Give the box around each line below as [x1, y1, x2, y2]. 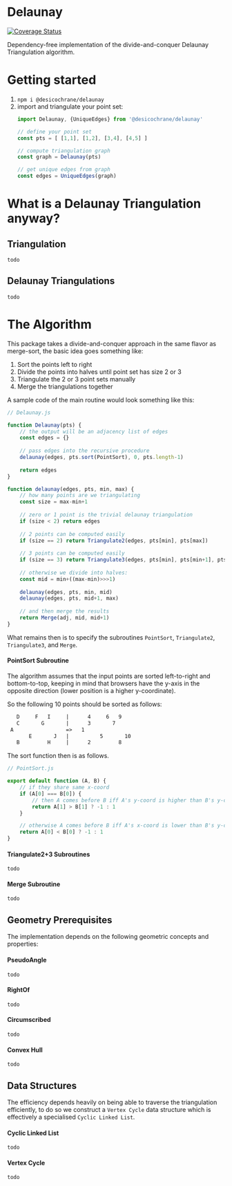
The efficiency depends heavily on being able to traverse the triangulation [7, 1098, 217, 1106]
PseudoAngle [7, 955, 47, 964]
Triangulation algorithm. [7, 48, 75, 56]
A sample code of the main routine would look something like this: [7, 395, 195, 404]
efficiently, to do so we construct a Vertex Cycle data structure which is [7, 1105, 212, 1113]
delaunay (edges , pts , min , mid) [19, 588, 113, 595]
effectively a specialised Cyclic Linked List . [7, 1113, 135, 1121]
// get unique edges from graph [17, 166, 110, 173]
